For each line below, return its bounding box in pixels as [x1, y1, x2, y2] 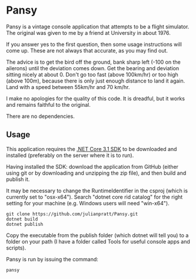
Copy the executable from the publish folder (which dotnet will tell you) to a [6, 231, 189, 239]
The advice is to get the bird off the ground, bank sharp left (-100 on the [6, 58, 181, 65]
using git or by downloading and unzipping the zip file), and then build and [6, 169, 187, 176]
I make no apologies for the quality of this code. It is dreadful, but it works [6, 95, 185, 102]
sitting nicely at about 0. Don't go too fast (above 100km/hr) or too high [6, 71, 178, 78]
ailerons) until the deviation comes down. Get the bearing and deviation [6, 64, 180, 71]
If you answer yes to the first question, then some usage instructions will [6, 41, 182, 48]
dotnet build [6, 216, 38, 222]
